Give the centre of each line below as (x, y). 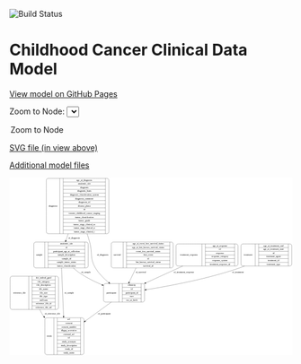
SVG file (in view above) (54, 147)
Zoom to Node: (37, 111)
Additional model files (49, 165)
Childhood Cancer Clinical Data (128, 50)
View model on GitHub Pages (64, 93)
